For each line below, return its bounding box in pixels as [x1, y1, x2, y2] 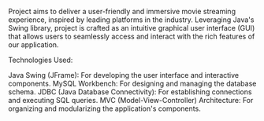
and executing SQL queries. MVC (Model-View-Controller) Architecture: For [8, 96, 254, 104]
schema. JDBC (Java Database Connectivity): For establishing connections [8, 87, 252, 97]
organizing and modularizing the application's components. [8, 104, 201, 113]
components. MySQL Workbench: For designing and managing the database [8, 79, 257, 88]
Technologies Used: [8, 55, 73, 64]
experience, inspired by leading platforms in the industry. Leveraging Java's [8, 15, 255, 24]
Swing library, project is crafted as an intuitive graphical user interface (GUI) [8, 24, 255, 32]
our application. [8, 40, 59, 49]
